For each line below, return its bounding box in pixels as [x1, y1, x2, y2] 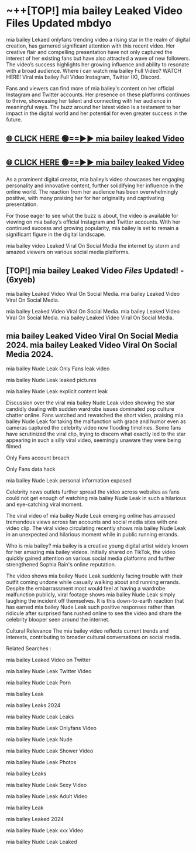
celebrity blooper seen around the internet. [6, 616, 110, 623]
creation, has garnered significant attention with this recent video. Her [6, 42, 176, 49]
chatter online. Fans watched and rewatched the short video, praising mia [6, 411, 184, 418]
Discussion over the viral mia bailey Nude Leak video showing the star [6, 399, 176, 406]
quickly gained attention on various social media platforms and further [6, 555, 176, 562]
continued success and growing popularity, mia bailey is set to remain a [6, 225, 179, 232]
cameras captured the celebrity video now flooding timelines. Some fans [6, 424, 181, 431]
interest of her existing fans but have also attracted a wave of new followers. [6, 55, 191, 62]
